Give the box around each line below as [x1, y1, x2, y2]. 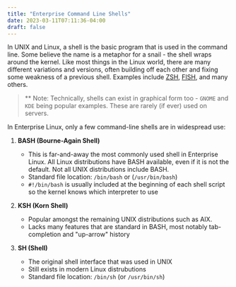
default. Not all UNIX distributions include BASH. [28, 165, 170, 174]
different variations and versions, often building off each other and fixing [7, 65, 218, 74]
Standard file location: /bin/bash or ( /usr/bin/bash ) [28, 172, 178, 181]
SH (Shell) [17, 244, 48, 252]
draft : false [7, 23, 46, 30]
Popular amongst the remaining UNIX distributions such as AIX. [28, 215, 213, 223]
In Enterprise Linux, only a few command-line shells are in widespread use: [7, 123, 226, 131]
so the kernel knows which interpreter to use [28, 188, 159, 197]
